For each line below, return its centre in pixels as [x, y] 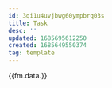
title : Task [28, 23]
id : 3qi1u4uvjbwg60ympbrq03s [56, 16]
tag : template [32, 53]
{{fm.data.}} [28, 76]
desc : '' [23, 30]
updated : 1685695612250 [48, 38]
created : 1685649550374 [48, 46]
